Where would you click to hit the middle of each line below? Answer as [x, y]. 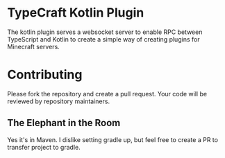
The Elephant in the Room [64, 123]
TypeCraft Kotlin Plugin [76, 13]
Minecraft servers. [34, 46]
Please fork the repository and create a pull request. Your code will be [107, 94]
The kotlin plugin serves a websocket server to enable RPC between [105, 32]
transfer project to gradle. [44, 147]
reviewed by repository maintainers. [58, 101]
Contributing [45, 75]
